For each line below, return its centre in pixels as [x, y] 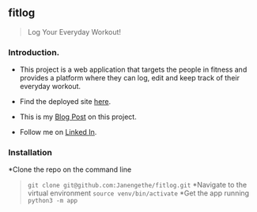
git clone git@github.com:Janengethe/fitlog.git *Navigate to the [137, 185]
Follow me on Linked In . [58, 132]
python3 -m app [53, 201]
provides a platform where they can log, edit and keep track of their [129, 78]
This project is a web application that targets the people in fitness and [133, 69]
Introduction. [34, 52]
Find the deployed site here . [65, 102]
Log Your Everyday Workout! [74, 32]
